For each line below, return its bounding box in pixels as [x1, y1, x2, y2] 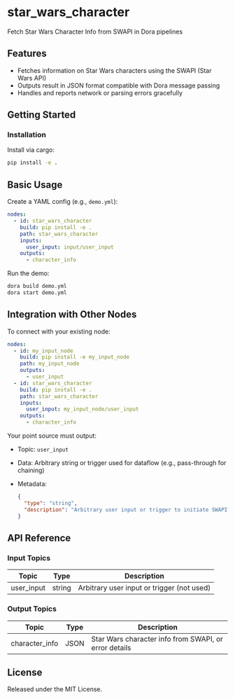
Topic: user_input [17, 445, 69, 454]
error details [91, 642, 131, 652]
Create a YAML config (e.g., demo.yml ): [7, 198, 118, 206]
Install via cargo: [7, 146, 55, 154]
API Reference [7, 532, 71, 544]
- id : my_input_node [13, 347, 73, 354]
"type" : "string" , [24, 499, 78, 506]
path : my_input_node [20, 360, 80, 368]
